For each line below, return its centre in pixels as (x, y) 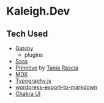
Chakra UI (28, 94)
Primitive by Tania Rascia (46, 68)
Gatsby (24, 48)
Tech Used (27, 34)
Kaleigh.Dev (38, 11)
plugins (34, 55)
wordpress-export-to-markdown (56, 87)
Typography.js (33, 81)
